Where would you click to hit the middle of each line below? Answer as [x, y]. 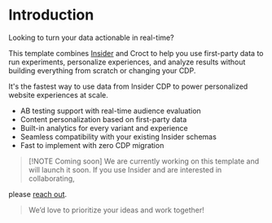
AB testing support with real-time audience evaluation [110, 111]
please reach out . [38, 194]
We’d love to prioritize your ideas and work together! [116, 210]
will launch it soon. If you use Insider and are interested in [125, 169]
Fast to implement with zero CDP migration [92, 145]
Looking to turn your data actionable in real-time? [91, 37]
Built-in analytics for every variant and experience [104, 128]
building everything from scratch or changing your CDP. [102, 70]
